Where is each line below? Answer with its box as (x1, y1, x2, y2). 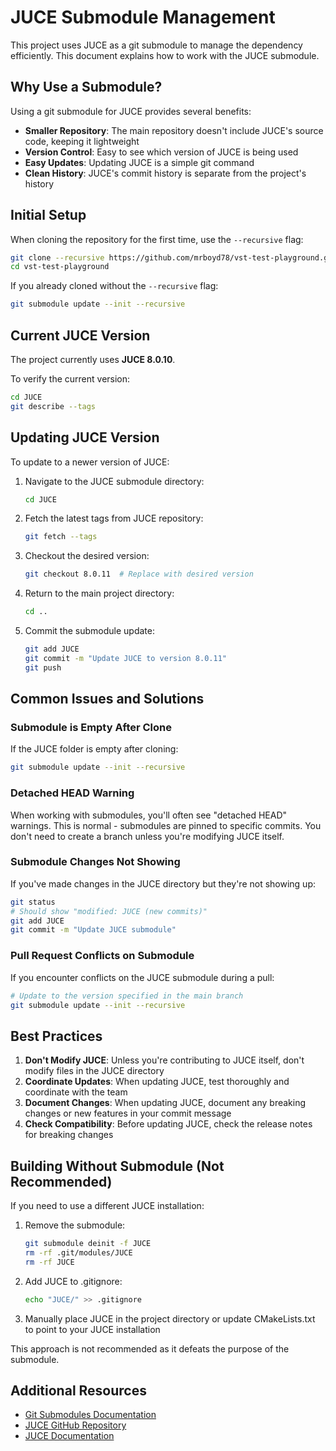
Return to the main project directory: (24, 587, 175, 600)
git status (10, 897, 56, 907)
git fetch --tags (24, 532, 98, 542)
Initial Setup (10, 207, 87, 224)
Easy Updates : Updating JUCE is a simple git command (24, 156, 255, 168)
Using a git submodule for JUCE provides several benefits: (10, 105, 252, 117)
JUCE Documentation (24, 1430, 115, 1442)
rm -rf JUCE (24, 1257, 75, 1267)
